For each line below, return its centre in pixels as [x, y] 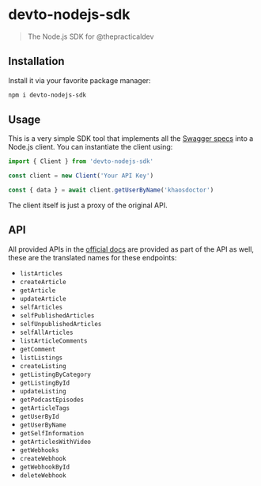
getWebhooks [39, 450]
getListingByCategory [55, 374]
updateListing [43, 391]
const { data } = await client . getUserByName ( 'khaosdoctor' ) [111, 190]
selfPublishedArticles [57, 315]
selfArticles [41, 307]
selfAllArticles [46, 332]
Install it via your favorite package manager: [80, 80]
